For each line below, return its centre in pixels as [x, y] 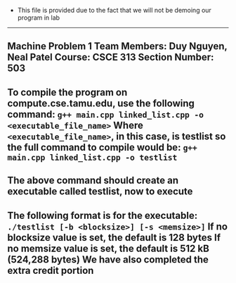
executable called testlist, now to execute [100, 192]
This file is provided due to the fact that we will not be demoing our [114, 10]
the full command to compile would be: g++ [103, 147]
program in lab [39, 18]
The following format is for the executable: [103, 215]
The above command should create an [93, 181]
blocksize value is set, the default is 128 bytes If [114, 238]
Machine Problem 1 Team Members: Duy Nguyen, [117, 46]
